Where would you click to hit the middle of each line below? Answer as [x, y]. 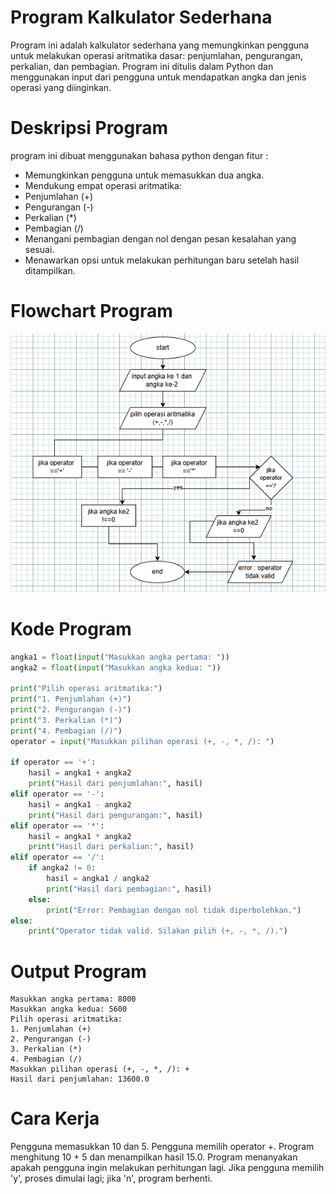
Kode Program [71, 628]
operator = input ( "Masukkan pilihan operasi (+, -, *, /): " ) [142, 741]
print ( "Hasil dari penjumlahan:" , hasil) [115, 784]
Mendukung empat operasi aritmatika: [103, 185]
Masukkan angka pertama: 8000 [73, 999]
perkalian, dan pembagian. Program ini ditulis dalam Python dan [142, 66]
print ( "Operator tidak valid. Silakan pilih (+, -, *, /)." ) [158, 931]
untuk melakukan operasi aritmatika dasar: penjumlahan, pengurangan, [156, 55]
